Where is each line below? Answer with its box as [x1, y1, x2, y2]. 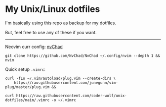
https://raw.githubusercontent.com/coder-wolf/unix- [16, 93, 127, 98]
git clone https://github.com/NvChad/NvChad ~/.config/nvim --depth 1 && [5, 53, 161, 58]
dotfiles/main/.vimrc [5, 98, 50, 103]
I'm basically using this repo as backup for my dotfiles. [5, 20, 116, 26]
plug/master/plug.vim [5, 84, 50, 90]
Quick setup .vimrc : [5, 66, 45, 72]
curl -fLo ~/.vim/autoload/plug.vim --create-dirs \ [5, 76, 116, 81]
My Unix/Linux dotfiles [5, 3, 100, 15]
